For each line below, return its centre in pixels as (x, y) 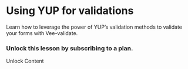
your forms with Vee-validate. (42, 33)
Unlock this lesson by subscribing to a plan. (70, 48)
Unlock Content (25, 61)
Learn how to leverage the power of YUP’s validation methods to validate (94, 27)
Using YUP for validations (70, 11)
